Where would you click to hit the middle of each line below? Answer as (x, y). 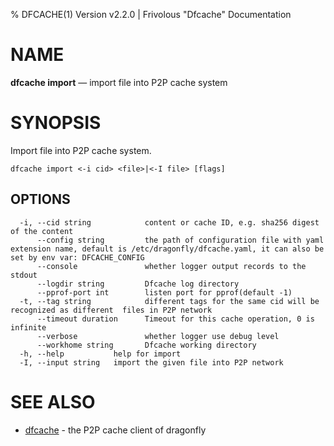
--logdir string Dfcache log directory (138, 284)
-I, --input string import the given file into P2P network (151, 362)
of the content (42, 231)
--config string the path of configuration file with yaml (180, 240)
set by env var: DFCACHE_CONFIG (77, 257)
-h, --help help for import (100, 354)
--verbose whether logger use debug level (158, 336)
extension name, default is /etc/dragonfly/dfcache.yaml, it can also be (167, 249)
